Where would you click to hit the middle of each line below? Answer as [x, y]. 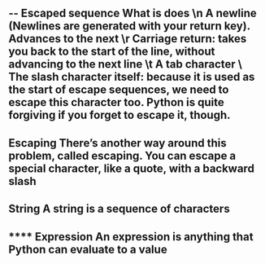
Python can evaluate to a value [88, 249]
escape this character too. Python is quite [117, 102]
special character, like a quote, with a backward [131, 168]
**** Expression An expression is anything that [131, 237]
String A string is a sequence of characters [119, 209]
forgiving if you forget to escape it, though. [119, 115]
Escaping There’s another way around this [117, 143]
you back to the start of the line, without [112, 52]
